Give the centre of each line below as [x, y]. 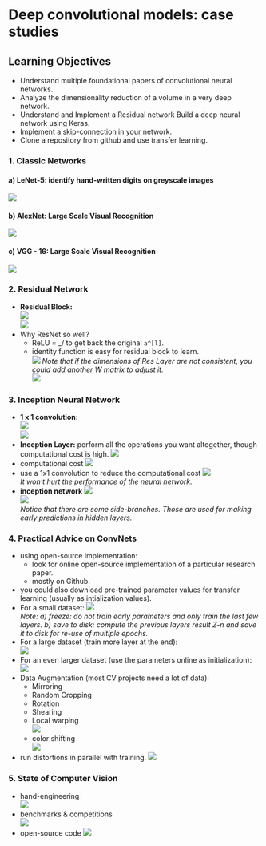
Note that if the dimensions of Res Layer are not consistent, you [147, 361]
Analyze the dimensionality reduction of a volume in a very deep [125, 97]
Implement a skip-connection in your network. [96, 131]
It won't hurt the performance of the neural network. [106, 481]
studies [34, 32]
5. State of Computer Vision [63, 779]
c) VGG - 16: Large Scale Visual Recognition [82, 251]
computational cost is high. [64, 454]
